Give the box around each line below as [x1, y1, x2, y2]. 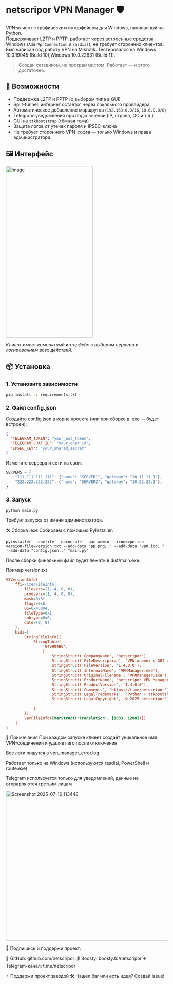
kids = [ [15, 630, 29, 635]
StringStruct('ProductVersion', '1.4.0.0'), [51, 682, 148, 688]
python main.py [6, 508, 39, 513]
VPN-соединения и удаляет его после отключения [6, 740, 118, 746]
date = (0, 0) [24, 620, 50, 625]
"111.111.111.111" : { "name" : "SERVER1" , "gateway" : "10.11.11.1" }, [15, 474, 162, 479]
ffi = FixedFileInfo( [15, 582, 57, 587]
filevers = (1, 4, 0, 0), [24, 587, 75, 592]
